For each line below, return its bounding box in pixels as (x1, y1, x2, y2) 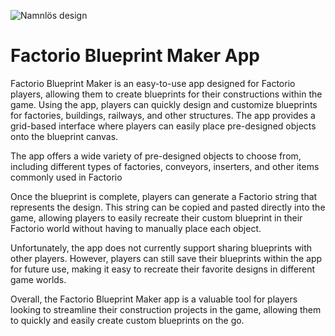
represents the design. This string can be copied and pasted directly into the (10, 201, 326, 213)
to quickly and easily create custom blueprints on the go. (10, 314, 245, 326)
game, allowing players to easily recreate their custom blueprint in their (10, 211, 303, 224)
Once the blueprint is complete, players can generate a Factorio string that (10, 190, 318, 202)
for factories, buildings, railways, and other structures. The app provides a (10, 109, 316, 121)
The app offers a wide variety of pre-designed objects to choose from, (10, 150, 302, 162)
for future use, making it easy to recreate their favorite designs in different (10, 263, 316, 275)
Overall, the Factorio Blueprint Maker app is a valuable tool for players (10, 293, 298, 305)
